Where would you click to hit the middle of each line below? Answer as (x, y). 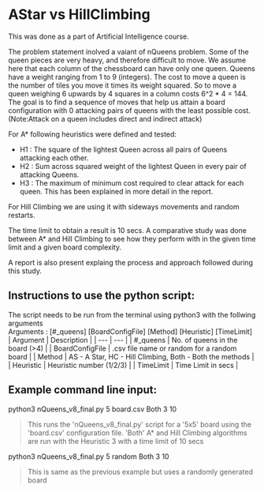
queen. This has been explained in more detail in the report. (116, 191)
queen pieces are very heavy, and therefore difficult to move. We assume (127, 60)
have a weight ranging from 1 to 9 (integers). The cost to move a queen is (127, 77)
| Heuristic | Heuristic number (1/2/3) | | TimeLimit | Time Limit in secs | (123, 365)
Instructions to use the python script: (102, 296)
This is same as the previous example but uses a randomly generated (140, 471)
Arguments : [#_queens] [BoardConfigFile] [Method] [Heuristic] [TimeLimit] (130, 331)
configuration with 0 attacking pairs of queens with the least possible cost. (129, 110)
